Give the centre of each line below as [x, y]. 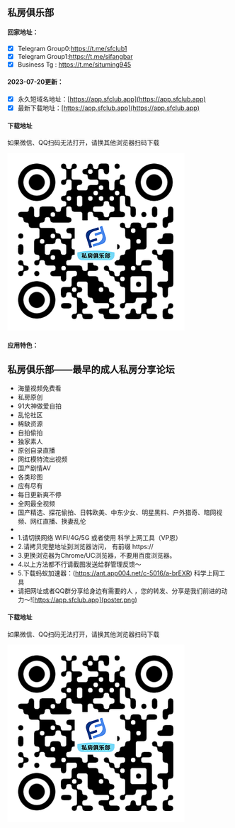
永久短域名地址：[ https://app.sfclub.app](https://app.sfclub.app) [112, 99]
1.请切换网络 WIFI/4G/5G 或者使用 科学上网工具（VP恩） [99, 537]
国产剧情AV [34, 468]
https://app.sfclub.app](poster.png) [86, 600]
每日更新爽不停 [39, 495]
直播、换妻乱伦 [64, 521]
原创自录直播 [36, 450]
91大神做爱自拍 [40, 406]
